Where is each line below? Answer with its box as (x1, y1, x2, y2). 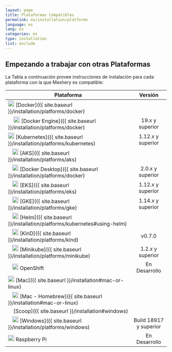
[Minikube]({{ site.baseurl (19, 246, 82, 253)
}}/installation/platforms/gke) (8, 204, 77, 211)
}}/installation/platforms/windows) (8, 323, 90, 330)
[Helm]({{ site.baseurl (19, 214, 72, 221)
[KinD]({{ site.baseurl (19, 230, 71, 237)
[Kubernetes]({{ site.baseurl (15, 133, 83, 140)
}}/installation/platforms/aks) (8, 156, 77, 163)
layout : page (5, 7, 33, 13)
